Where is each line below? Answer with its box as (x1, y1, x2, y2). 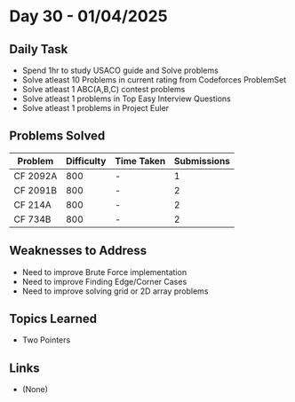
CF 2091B (13, 184, 58, 196)
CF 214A (13, 198, 52, 210)
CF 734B (13, 213, 52, 225)
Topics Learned (9, 311, 98, 327)
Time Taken (115, 154, 166, 167)
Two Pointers (21, 335, 71, 345)
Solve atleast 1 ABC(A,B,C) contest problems (21, 84, 186, 94)
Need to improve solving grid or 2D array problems (21, 286, 209, 296)
